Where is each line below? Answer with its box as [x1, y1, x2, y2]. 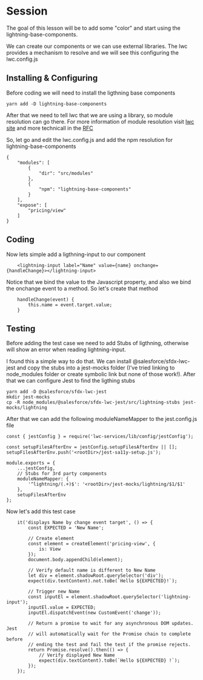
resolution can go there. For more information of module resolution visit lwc [6, 118, 195, 125]
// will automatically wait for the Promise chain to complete [28, 631, 191, 638]
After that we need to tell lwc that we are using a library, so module [6, 111, 173, 119]
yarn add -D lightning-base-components [6, 101, 107, 107]
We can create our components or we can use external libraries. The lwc [6, 42, 188, 50]
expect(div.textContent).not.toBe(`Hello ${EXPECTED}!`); [28, 578, 178, 584]
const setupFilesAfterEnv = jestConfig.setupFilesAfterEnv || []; [6, 444, 178, 450]
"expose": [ [17, 202, 47, 208]
